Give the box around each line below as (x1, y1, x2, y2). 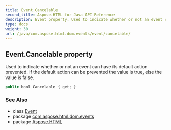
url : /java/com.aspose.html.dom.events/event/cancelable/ (5, 31, 131, 36)
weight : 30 (5, 27, 28, 32)
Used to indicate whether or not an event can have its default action (5, 63, 148, 69)
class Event (12, 108, 37, 114)
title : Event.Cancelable (5, 7, 58, 13)
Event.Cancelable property (5, 50, 93, 59)
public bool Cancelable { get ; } (5, 84, 76, 89)
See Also (5, 96, 28, 103)
